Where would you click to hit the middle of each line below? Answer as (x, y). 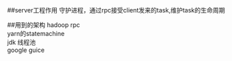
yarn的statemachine (36, 34)
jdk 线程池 (21, 42)
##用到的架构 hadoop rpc (44, 25)
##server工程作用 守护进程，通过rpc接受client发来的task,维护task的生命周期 (116, 10)
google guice (26, 50)
